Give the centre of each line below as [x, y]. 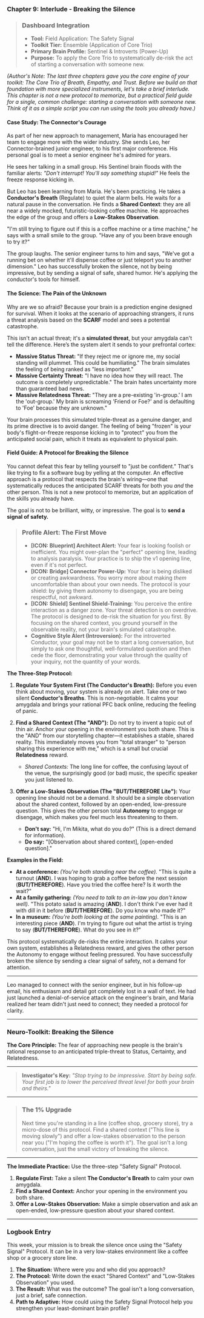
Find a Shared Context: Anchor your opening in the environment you [101, 1191]
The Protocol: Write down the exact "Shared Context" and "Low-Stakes [105, 1276]
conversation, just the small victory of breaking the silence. [95, 1149]
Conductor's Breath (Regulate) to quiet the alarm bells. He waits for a [94, 198]
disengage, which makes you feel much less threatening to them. [97, 817]
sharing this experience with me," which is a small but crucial [92, 749]
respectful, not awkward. [62, 597]
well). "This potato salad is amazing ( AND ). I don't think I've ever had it [104, 904]
